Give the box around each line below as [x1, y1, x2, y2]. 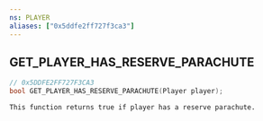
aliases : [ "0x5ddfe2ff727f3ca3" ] [9, 22, 135, 30]
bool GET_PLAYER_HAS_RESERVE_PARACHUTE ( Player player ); [9, 87, 223, 96]
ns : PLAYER [9, 13, 50, 22]
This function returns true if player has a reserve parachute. [9, 103, 256, 112]
